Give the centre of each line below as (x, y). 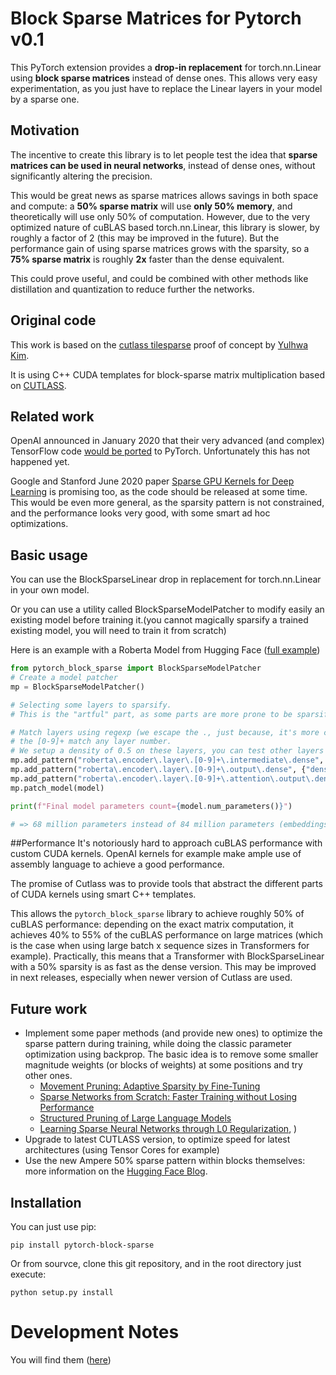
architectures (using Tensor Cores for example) (122, 1150)
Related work (52, 416)
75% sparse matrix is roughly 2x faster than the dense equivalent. (147, 259)
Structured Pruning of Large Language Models (135, 1118)
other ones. (48, 1076)
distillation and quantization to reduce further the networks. (132, 289)
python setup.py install (62, 1293)
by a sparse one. (45, 99)
